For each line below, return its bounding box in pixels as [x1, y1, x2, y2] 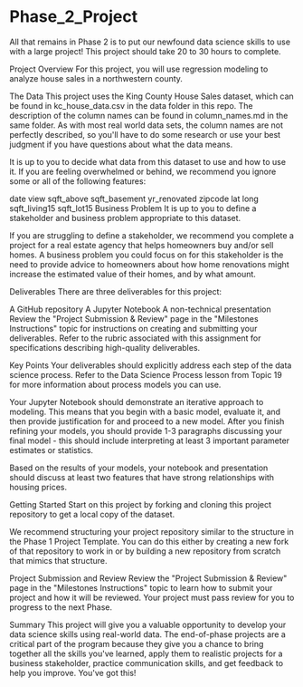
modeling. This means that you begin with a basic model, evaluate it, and [9, 406, 281, 417]
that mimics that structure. [9, 555, 108, 566]
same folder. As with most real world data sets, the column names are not [9, 120, 283, 131]
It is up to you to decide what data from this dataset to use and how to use [9, 156, 287, 167]
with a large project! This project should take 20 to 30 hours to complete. [9, 45, 282, 56]
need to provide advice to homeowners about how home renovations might [9, 258, 289, 269]
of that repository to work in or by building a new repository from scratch [9, 546, 281, 556]
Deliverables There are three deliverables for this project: [9, 285, 223, 296]
